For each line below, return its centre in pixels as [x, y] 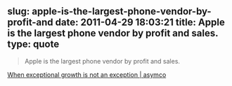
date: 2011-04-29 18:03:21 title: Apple [140, 23]
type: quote [33, 44]
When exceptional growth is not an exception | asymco [87, 74]
